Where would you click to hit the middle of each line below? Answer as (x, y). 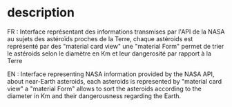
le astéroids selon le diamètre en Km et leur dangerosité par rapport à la (109, 53)
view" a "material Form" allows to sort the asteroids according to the (104, 88)
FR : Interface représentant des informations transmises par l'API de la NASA (116, 32)
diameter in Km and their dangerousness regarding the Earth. (94, 96)
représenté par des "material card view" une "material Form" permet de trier (116, 46)
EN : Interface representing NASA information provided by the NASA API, (111, 74)
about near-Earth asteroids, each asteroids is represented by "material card (115, 81)
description (41, 13)
